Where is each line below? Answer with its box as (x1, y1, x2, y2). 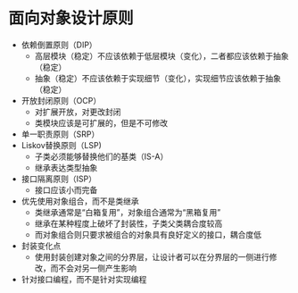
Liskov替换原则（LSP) (21, 139, 102, 150)
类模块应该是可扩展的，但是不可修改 (34, 117, 169, 128)
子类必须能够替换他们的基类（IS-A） (34, 151, 169, 162)
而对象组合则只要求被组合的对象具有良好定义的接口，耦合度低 (34, 229, 262, 239)
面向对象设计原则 (8, 8, 135, 29)
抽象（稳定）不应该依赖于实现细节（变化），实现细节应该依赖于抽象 (34, 72, 282, 83)
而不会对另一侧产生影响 (50, 263, 137, 273)
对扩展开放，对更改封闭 (34, 106, 121, 117)
